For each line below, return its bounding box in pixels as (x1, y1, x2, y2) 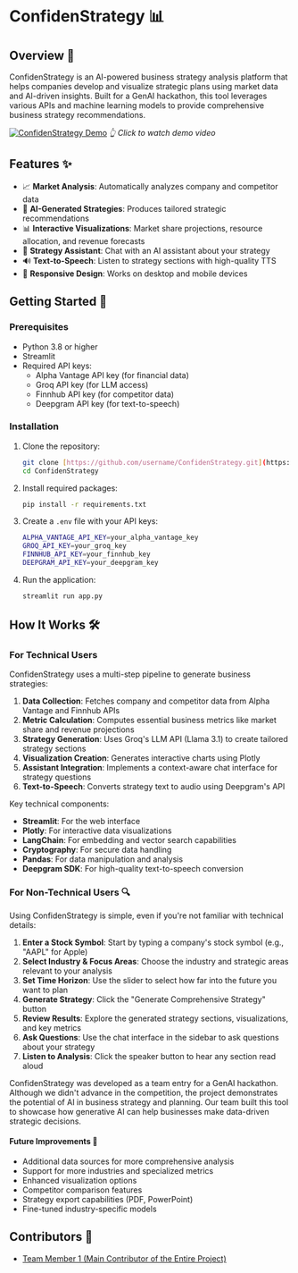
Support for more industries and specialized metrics (21, 1165, 214, 1176)
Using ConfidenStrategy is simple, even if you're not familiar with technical (9, 910, 284, 921)
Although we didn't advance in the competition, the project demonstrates (9, 1087, 278, 1098)
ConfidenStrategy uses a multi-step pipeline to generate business (9, 669, 252, 679)
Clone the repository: (21, 441, 101, 451)
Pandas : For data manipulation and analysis (21, 854, 184, 864)
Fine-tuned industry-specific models (21, 1203, 158, 1214)
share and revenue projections (21, 724, 136, 735)
